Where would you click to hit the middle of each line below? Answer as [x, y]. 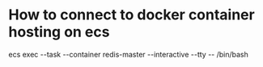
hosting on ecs [59, 32]
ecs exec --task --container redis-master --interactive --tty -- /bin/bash [129, 54]
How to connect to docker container [131, 15]
